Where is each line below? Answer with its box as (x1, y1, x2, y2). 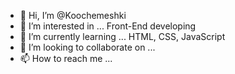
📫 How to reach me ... (19, 53, 113, 64)
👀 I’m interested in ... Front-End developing (19, 20, 197, 32)
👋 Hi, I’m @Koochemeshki (19, 10, 127, 21)
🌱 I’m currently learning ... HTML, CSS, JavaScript (19, 31, 226, 42)
